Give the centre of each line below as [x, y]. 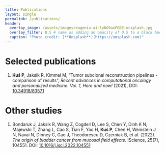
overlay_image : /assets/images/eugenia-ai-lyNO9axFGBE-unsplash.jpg [81, 28]
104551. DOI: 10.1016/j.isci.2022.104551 [51, 145]
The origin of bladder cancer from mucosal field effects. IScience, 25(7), [86, 140]
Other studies [34, 111]
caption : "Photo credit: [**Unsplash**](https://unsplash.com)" [77, 37]
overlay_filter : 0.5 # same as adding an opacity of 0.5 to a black [81, 32]
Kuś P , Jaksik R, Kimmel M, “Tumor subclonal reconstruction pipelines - [85, 75]
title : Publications [26, 10]
